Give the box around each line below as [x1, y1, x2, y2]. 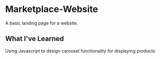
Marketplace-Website [5, 3, 98, 15]
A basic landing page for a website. [5, 20, 78, 26]
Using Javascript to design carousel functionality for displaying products [5, 47, 155, 53]
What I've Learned [5, 34, 64, 43]
